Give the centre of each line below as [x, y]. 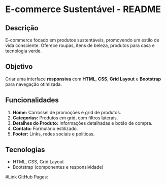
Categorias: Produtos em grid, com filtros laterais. [65, 118]
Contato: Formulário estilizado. [45, 128]
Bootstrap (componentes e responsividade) [58, 167]
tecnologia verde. [24, 51]
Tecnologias [25, 150]
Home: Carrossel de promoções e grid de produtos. [67, 112]
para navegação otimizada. [34, 84]
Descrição [22, 28]
